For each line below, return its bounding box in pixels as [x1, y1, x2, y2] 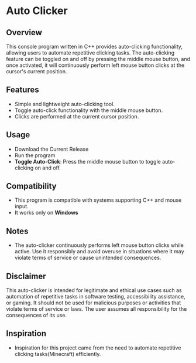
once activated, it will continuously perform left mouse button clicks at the [6, 62, 185, 69]
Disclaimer [6, 271, 46, 281]
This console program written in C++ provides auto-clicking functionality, [6, 43, 183, 50]
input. [14, 203, 29, 210]
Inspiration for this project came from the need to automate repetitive [14, 344, 181, 351]
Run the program [14, 151, 56, 159]
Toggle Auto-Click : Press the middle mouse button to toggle [14, 158, 161, 165]
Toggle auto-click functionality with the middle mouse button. [14, 107, 163, 114]
